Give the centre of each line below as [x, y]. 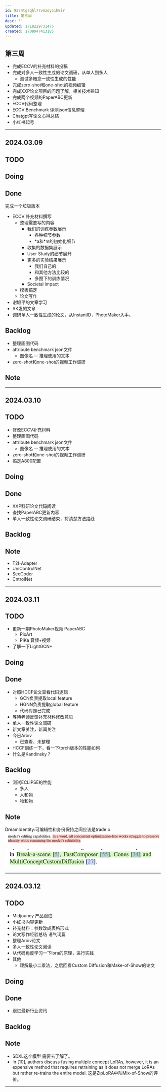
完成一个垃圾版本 [22, 205]
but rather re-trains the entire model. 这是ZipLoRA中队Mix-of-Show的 [83, 1073]
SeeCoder [22, 574]
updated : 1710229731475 [30, 26]
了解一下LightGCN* [32, 647]
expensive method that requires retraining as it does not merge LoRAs [83, 1067]
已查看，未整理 [35, 742]
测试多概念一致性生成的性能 [48, 78]
